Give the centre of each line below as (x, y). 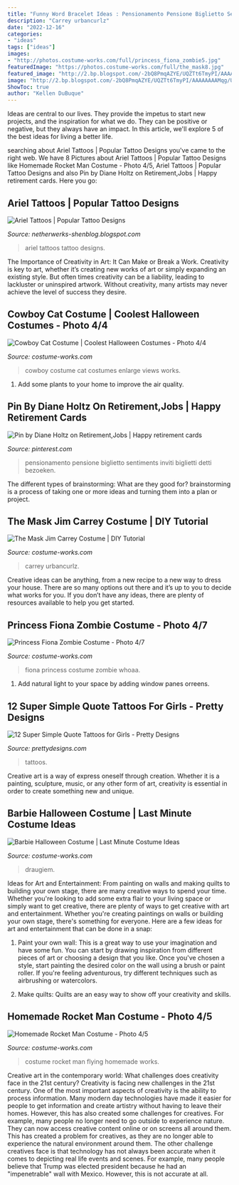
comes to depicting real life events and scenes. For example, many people (116, 1159)
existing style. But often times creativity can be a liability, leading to (106, 277)
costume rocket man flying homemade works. (92, 1061)
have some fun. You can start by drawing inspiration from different (115, 950)
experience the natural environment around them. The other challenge (110, 1143)
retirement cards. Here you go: (52, 181)
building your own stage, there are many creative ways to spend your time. (117, 891)
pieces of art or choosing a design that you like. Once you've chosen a (121, 958)
